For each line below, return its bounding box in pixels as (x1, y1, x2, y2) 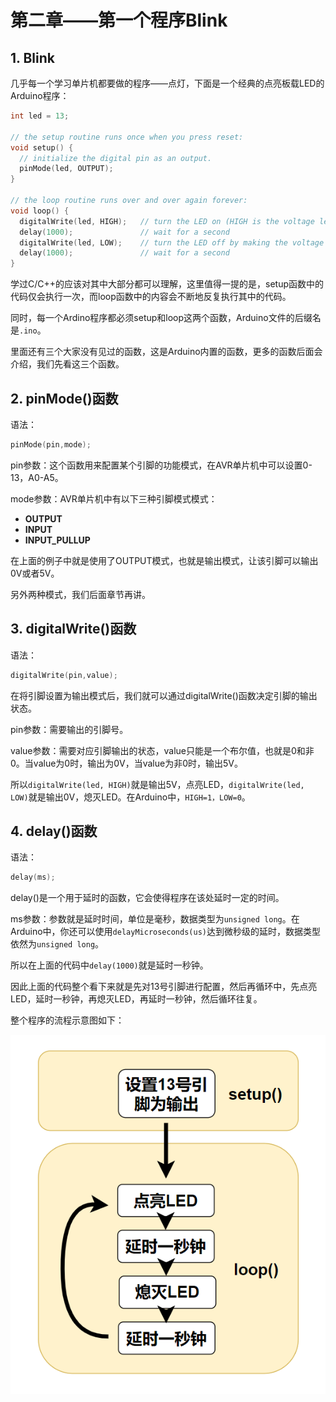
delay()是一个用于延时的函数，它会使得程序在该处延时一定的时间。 (10, 892, 285, 904)
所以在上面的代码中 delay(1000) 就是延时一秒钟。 (10, 959, 209, 971)
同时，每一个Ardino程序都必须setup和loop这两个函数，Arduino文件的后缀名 (10, 312, 322, 324)
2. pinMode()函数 (10, 390, 119, 407)
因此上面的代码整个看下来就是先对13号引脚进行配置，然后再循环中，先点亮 (10, 981, 318, 993)
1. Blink (10, 49, 55, 66)
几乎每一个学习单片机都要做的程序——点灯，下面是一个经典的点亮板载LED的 (10, 77, 325, 89)
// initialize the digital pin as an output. (19, 153, 213, 163)
